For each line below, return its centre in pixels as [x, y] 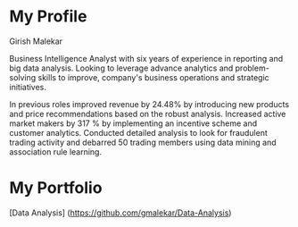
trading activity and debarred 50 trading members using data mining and [143, 142]
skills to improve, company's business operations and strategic [153, 77]
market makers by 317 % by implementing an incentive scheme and [133, 123]
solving [23, 77]
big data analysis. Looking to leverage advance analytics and [121, 68]
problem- [252, 68]
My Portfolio [56, 188]
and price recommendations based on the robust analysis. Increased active [148, 113]
